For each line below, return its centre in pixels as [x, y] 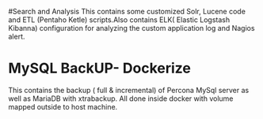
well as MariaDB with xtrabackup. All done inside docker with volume [121, 99]
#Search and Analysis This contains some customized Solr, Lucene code [127, 11]
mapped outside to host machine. [63, 106]
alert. [17, 36]
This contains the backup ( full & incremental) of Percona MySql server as [129, 90]
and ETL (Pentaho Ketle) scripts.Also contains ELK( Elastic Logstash [119, 20]
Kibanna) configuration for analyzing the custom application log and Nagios [131, 28]
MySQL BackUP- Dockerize [100, 68]
